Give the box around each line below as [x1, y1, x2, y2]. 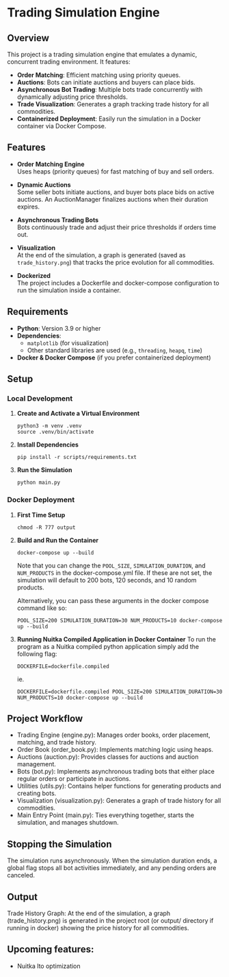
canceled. [7, 871, 36, 880]
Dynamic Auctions [16, 180, 71, 189]
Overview [7, 32, 50, 44]
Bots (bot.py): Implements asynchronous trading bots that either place [16, 767, 215, 776]
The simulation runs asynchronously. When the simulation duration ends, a [7, 856, 217, 865]
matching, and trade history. [16, 738, 97, 746]
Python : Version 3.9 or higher [16, 324, 101, 332]
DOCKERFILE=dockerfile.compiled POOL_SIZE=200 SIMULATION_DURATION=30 [16, 688, 223, 695]
